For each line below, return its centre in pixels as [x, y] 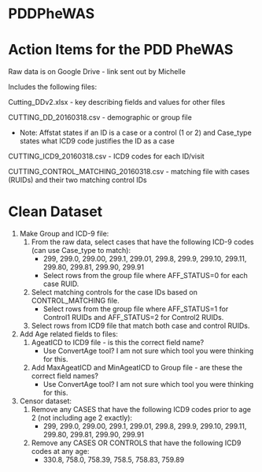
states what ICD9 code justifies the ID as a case [97, 141]
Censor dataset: [46, 401]
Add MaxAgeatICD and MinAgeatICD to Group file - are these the [137, 368]
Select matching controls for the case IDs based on [114, 292]
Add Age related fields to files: [68, 334]
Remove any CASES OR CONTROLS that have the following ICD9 [136, 443]
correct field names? [65, 376]
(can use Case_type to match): [81, 251]
